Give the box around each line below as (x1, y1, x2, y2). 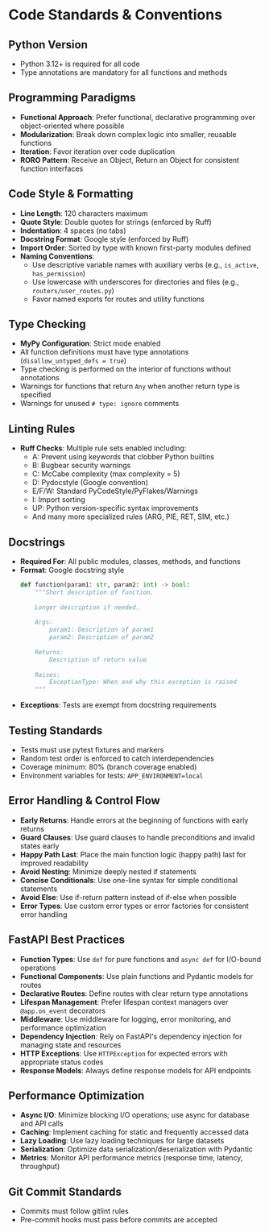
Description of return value (49, 655, 147, 664)
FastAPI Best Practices (8, 933, 126, 947)
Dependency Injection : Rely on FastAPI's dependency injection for (19, 1031, 242, 1041)
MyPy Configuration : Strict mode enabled (19, 338, 161, 348)
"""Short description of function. (35, 588, 155, 596)
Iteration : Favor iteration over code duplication (19, 147, 176, 156)
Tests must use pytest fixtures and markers (19, 745, 164, 754)
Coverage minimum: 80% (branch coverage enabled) (19, 762, 197, 771)
